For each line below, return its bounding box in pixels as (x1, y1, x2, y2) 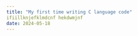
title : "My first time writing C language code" (6, 9, 133, 15)
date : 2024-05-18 (6, 20, 51, 26)
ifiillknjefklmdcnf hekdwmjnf (6, 15, 84, 21)
